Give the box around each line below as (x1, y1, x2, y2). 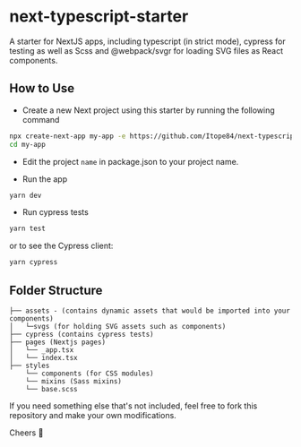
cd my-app (9, 140, 47, 149)
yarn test (9, 224, 47, 234)
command (21, 114, 60, 125)
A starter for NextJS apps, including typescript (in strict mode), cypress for (9, 36, 286, 47)
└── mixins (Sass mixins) (25, 376, 123, 386)
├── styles (9, 361, 50, 370)
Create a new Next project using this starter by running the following (21, 105, 275, 116)
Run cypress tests (21, 207, 90, 218)
